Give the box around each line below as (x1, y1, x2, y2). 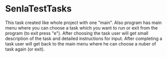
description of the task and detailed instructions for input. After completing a (5, 35, 163, 41)
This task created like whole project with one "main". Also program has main (5, 19, 162, 25)
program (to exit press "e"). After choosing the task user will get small (5, 30, 149, 36)
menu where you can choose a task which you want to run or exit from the (5, 24, 158, 30)
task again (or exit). (5, 46, 45, 52)
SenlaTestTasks (5, 3, 72, 14)
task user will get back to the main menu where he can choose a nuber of (5, 40, 156, 46)
